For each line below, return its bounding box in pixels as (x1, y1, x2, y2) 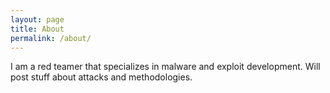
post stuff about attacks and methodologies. (10, 71, 193, 83)
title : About (10, 24, 65, 34)
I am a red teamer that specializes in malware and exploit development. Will (10, 61, 321, 73)
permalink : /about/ (10, 33, 92, 43)
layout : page (10, 14, 65, 25)
